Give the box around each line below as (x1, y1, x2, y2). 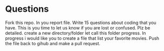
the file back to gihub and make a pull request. (5, 40, 101, 46)
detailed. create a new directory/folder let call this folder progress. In (5, 30, 146, 36)
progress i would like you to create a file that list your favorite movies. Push (5, 35, 160, 41)
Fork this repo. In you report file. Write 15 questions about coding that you (5, 20, 157, 25)
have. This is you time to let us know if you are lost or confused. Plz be (5, 25, 151, 30)
